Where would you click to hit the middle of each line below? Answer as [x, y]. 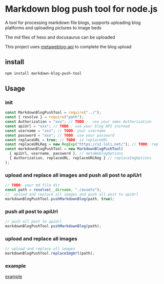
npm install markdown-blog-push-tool [43, 73]
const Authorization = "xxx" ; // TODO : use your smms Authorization [78, 122]
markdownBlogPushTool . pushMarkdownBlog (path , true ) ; [60, 199]
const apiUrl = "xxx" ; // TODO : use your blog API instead [68, 126]
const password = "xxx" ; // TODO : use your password [60, 135]
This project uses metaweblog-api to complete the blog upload [68, 46]
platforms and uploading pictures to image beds [53, 27]
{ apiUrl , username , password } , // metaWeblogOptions [66, 153]
